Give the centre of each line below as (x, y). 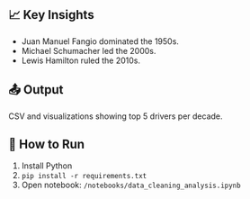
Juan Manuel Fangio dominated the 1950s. (100, 41)
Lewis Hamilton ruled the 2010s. (81, 60)
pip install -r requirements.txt (84, 176)
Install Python (47, 166)
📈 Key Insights (52, 15)
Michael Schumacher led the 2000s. (89, 50)
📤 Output (36, 90)
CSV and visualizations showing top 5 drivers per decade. (116, 116)
